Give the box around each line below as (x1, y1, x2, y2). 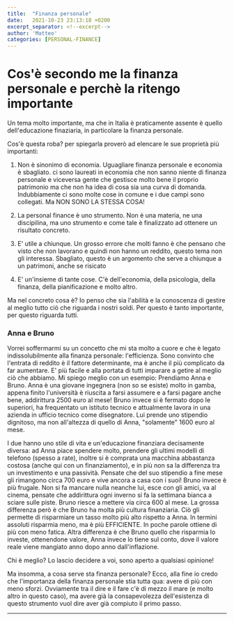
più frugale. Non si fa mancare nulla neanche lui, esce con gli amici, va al (7, 484, 217, 492)
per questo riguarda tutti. (7, 311, 79, 319)
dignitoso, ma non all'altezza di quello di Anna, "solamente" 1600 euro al (7, 418, 214, 427)
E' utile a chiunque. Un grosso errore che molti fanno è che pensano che (17, 240, 226, 248)
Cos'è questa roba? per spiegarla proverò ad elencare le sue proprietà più (7, 140, 219, 148)
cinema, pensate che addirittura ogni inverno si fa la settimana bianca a (7, 491, 212, 499)
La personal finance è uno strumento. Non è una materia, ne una (17, 211, 203, 220)
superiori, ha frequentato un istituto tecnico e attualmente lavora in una (7, 404, 211, 412)
